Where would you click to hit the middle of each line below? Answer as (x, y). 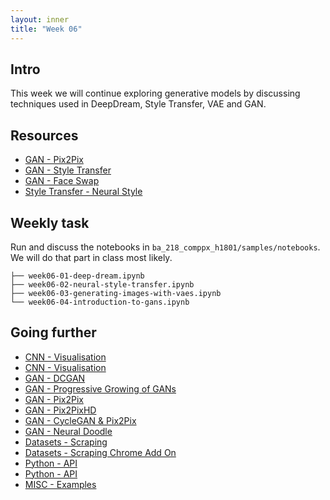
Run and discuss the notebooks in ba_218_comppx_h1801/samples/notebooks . (165, 247)
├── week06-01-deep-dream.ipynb (77, 276)
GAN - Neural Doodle (68, 431)
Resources (44, 135)
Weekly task (50, 222)
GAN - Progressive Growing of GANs (100, 388)
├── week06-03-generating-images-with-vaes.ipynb (116, 293)
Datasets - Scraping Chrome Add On (100, 452)
